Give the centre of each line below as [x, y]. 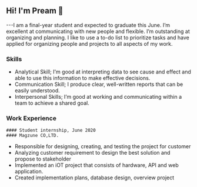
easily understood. [37, 91]
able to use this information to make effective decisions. [82, 78]
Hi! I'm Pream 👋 [35, 11]
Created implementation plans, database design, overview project [94, 178]
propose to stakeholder [43, 159]
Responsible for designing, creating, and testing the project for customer [103, 146]
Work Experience [31, 118]
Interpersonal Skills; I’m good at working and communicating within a [98, 97]
